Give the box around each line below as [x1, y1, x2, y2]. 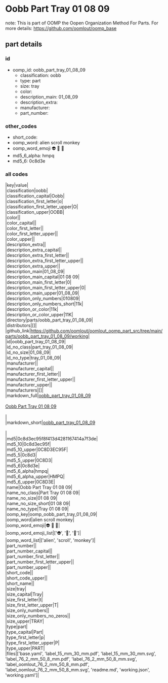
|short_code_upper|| [5, 575, 48, 581]
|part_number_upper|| [5, 564, 51, 570]
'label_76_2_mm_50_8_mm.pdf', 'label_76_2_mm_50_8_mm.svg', [5, 656, 138, 662]
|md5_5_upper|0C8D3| [5, 458, 53, 464]
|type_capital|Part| [5, 629, 44, 635]
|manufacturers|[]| [5, 387, 44, 394]
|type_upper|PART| [5, 645, 45, 652]
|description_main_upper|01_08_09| [5, 290, 79, 296]
